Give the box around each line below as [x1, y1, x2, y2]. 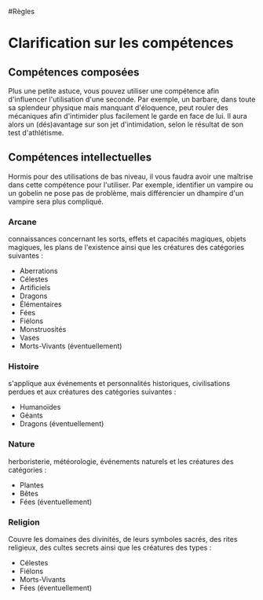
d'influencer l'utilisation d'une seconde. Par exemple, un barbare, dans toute [8, 94, 256, 104]
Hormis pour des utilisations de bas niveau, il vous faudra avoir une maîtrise [8, 171, 254, 181]
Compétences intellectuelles [8, 151, 152, 164]
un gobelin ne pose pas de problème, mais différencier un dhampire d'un [8, 188, 244, 197]
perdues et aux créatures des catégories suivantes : [8, 387, 177, 396]
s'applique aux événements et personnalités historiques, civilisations [8, 379, 230, 388]
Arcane [8, 216, 37, 227]
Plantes [19, 480, 45, 490]
